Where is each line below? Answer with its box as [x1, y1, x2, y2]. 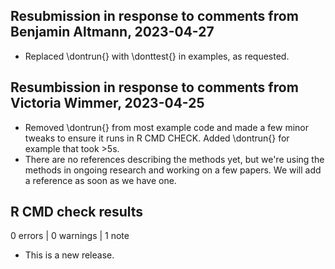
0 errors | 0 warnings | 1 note [10, 230, 130, 242]
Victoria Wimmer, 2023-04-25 [10, 95, 205, 112]
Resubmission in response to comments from [10, 8, 299, 25]
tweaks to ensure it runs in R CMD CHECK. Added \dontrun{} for [24, 132, 290, 144]
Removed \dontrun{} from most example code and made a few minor [24, 121, 309, 133]
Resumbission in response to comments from [10, 79, 299, 96]
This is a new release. [24, 249, 115, 261]
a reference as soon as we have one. [24, 174, 177, 186]
